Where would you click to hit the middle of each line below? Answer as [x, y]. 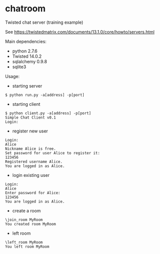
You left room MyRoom [27, 247]
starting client [26, 104]
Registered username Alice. [34, 162]
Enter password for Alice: [33, 193]
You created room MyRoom [31, 224]
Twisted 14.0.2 [27, 56]
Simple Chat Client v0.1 [31, 117]
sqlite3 [19, 67]
